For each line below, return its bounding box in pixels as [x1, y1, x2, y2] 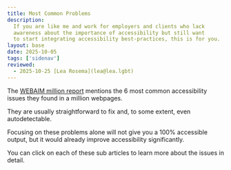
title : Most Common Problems [7, 10, 91, 17]
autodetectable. [7, 114, 52, 123]
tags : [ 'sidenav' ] [7, 55, 60, 62]
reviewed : [7, 61, 36, 68]
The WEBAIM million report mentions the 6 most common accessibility [7, 87, 208, 95]
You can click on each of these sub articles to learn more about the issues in [7, 149, 225, 157]
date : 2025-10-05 [7, 49, 57, 56]
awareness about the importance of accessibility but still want [13, 29, 205, 36]
